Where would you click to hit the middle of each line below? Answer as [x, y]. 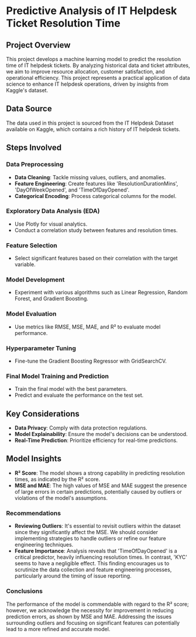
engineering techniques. [44, 545]
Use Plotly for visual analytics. [51, 224]
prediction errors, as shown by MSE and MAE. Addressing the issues [89, 616]
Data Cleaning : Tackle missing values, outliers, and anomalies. [90, 177]
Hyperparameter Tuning [41, 348]
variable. [25, 264]
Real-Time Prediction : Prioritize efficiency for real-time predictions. [96, 440]
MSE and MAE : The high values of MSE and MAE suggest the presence [101, 485]
